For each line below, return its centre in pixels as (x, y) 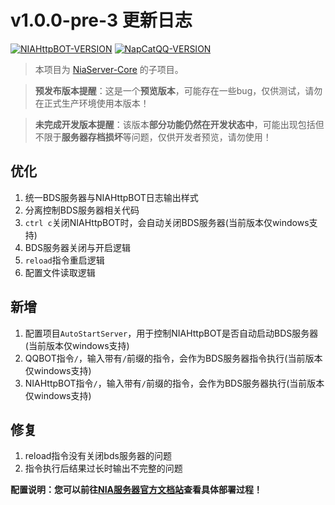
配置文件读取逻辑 (60, 272)
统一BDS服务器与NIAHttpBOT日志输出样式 (111, 197)
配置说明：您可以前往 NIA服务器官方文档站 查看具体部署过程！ (136, 490)
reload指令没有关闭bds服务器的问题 (98, 456)
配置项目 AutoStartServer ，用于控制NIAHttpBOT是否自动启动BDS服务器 (171, 333)
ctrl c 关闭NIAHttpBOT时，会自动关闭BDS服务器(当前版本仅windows (167, 222)
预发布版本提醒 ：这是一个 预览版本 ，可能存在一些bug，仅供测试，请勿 (178, 90)
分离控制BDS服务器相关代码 (82, 210)
